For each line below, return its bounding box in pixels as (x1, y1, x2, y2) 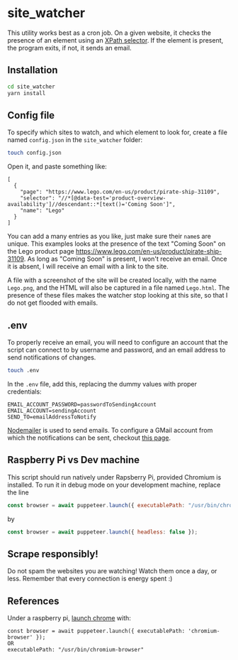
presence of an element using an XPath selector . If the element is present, (7, 36, 224, 44)
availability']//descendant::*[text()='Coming (7, 201, 147, 208)
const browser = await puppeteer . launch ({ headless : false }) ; (7, 528, 198, 536)
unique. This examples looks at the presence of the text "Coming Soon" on (7, 239, 226, 248)
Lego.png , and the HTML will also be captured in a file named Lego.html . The (7, 283, 230, 292)
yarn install (7, 90, 46, 97)
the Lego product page (7, 247, 74, 256)
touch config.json (7, 149, 62, 157)
